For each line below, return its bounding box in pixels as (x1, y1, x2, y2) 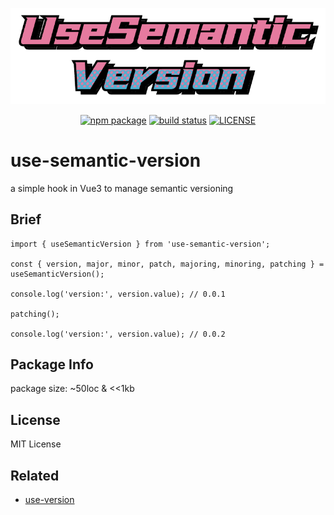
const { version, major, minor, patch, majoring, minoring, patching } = (10, 259, 325, 269)
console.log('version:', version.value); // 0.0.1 (10, 289, 226, 299)
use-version (24, 494, 75, 506)
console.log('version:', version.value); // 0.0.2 (10, 329, 226, 339)
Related (10, 467, 60, 484)
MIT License (10, 438, 62, 450)
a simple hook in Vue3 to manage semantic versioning (10, 182, 234, 194)
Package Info (10, 356, 94, 373)
